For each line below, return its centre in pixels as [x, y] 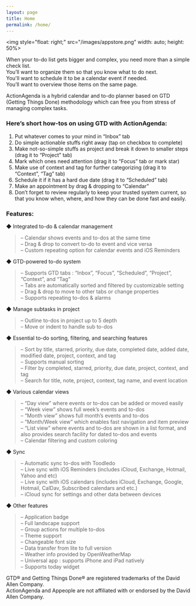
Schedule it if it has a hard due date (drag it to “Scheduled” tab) [91, 180]
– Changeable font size [48, 542]
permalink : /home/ [28, 25]
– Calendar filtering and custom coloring [69, 440]
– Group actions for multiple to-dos [63, 529]
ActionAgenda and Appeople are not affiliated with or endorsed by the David [98, 590]
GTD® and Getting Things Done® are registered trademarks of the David [93, 578]
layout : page [22, 12]
